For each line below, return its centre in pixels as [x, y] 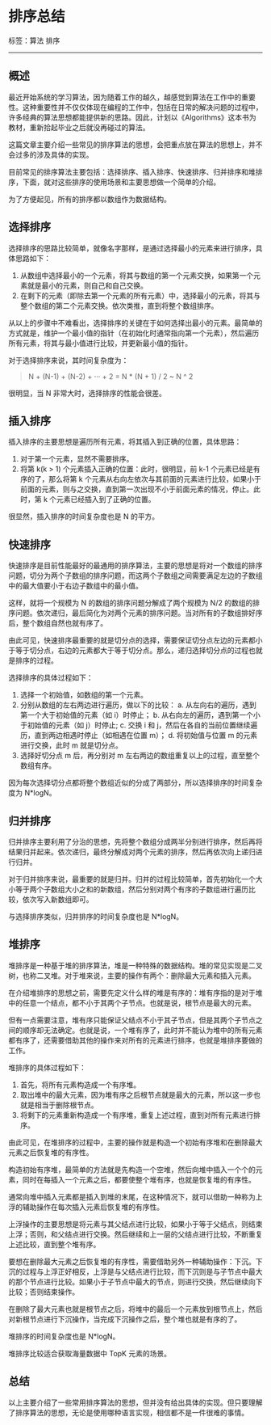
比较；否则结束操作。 [44, 1292]
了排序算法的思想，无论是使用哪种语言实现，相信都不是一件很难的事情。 [128, 1412]
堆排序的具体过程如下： [47, 1067]
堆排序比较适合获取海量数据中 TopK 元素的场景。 [90, 1353]
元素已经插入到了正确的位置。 [106, 500]
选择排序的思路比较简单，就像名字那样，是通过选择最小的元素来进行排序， [132, 248]
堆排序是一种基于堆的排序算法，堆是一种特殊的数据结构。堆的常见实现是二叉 [135, 965]
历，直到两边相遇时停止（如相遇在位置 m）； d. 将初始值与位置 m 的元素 [139, 736]
